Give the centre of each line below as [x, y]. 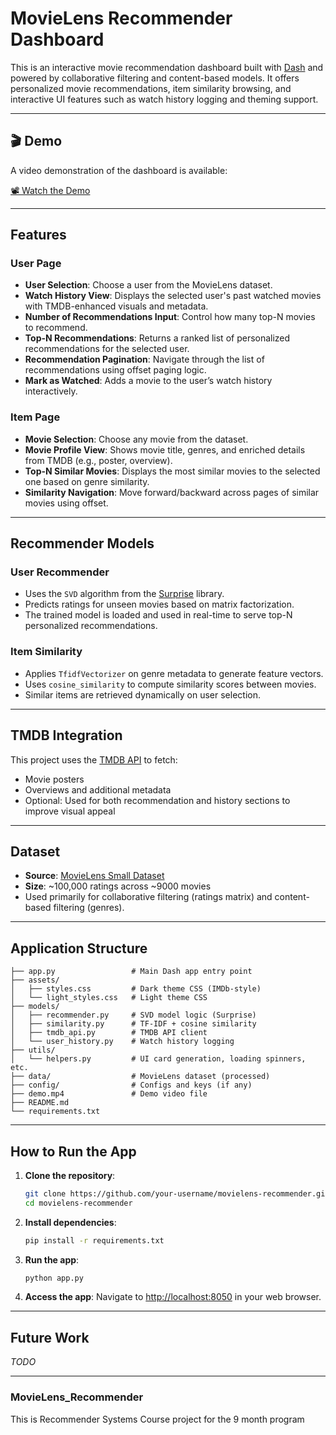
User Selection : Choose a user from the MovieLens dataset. [148, 285]
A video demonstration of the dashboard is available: [119, 170]
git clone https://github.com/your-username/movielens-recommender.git [177, 1193]
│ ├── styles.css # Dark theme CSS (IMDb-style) [136, 989]
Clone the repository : [70, 1175]
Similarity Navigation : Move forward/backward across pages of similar [172, 492]
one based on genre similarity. [87, 481]
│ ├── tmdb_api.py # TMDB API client [109, 1033]
